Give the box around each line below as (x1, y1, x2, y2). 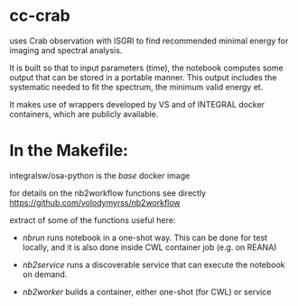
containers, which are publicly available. (9, 108, 159, 119)
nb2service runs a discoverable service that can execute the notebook (22, 259, 286, 270)
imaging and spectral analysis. (9, 44, 123, 55)
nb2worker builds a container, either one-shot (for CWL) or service (22, 286, 272, 297)
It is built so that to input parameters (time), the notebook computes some (9, 62, 284, 73)
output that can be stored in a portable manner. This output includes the (9, 71, 277, 82)
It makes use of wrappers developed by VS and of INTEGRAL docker (9, 98, 265, 109)
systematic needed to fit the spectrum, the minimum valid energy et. (9, 81, 264, 92)
